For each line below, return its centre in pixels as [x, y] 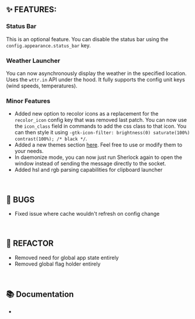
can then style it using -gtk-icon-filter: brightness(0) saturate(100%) [102, 133]
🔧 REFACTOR [30, 244]
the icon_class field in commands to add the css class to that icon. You [100, 126]
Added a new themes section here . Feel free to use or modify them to [98, 145]
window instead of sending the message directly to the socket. [90, 164]
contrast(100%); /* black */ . [51, 139]
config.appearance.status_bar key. [48, 45]
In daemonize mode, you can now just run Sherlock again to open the [98, 157]
